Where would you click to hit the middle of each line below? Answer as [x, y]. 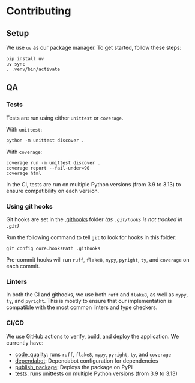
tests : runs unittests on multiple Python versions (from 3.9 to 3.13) [96, 373]
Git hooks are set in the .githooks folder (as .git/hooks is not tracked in [94, 219]
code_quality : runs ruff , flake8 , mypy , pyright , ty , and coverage [93, 354]
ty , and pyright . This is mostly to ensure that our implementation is [89, 301]
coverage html [24, 173]
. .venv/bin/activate [33, 69]
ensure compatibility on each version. [53, 191]
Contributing [39, 11]
